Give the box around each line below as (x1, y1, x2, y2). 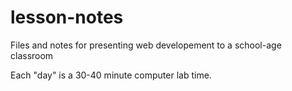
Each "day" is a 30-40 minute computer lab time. (10, 69, 212, 81)
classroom (10, 49, 54, 61)
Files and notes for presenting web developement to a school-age (10, 39, 282, 51)
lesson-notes (10, 6, 124, 29)
